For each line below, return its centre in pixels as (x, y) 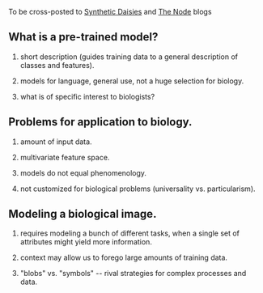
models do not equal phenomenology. (83, 172)
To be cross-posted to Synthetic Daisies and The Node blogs (110, 12)
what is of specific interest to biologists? (87, 96)
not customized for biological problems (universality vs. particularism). (138, 189)
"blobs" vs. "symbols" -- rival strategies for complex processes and (133, 274)
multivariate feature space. (65, 157)
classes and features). (57, 65)
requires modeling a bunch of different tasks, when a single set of (130, 233)
